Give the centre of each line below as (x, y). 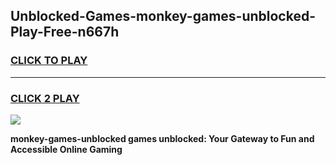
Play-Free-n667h (65, 32)
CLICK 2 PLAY (45, 98)
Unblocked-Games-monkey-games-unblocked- (163, 16)
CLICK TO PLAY (49, 61)
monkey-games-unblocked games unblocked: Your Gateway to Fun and (162, 138)
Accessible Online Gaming (66, 149)
